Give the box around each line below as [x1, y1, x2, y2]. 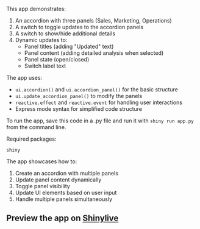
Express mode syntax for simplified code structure [15, 105, 142, 112]
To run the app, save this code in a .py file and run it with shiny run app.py [6, 117, 194, 124]
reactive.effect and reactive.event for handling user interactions [15, 99, 183, 106]
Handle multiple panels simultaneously [15, 196, 113, 203]
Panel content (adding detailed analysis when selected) [24, 49, 164, 57]
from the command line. [6, 124, 66, 130]
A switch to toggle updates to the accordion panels [15, 24, 144, 30]
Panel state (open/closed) [24, 56, 90, 63]
